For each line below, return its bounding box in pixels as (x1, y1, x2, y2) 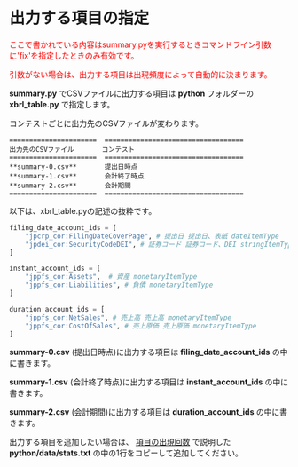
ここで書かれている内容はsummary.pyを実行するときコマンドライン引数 (9, 39, 272, 50)
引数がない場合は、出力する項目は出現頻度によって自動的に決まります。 (9, 68, 272, 80)
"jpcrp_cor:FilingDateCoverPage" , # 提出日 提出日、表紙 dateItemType (25, 232, 279, 241)
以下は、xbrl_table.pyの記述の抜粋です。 (9, 205, 157, 216)
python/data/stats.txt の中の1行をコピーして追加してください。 (9, 447, 244, 458)
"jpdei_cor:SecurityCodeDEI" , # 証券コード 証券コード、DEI (25, 240, 237, 249)
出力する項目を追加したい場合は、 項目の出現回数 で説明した (9, 437, 231, 447)
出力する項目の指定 (9, 8, 150, 28)
